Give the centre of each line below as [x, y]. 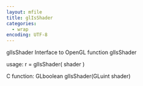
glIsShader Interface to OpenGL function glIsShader [71, 52]
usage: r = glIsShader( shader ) [46, 64]
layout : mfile [24, 12]
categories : [21, 23]
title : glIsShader [30, 18]
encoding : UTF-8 [27, 35]
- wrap [20, 29]
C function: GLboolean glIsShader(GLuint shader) [68, 76]
